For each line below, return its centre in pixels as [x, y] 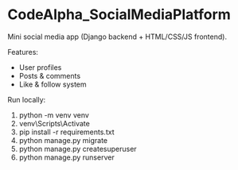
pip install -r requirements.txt [66, 132]
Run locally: [27, 99]
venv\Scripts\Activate [55, 123]
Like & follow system [53, 84]
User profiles [40, 67]
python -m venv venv [54, 115]
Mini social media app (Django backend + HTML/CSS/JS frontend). [117, 37]
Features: [23, 52]
